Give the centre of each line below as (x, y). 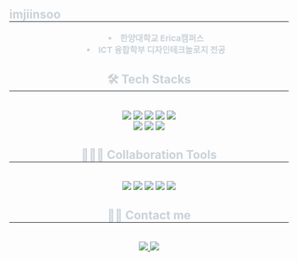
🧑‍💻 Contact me (149, 215)
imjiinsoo (35, 15)
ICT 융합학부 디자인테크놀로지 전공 (162, 50)
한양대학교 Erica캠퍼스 (161, 38)
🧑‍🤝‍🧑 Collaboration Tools (149, 155)
